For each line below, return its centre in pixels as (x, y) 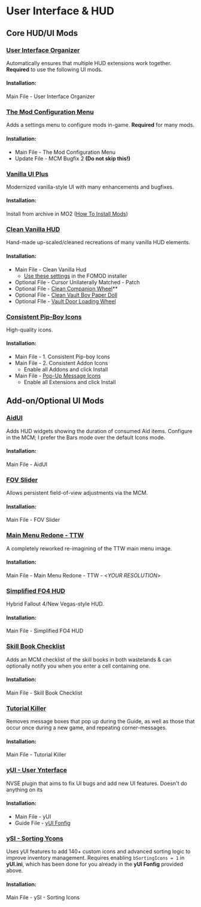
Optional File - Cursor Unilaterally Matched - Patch (77, 282)
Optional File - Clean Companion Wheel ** (66, 288)
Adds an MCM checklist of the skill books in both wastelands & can (89, 659)
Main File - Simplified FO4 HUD (45, 631)
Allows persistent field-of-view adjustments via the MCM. (77, 493)
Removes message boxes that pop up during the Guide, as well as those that (100, 722)
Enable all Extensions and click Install (70, 382)
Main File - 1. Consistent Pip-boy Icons (63, 357)
